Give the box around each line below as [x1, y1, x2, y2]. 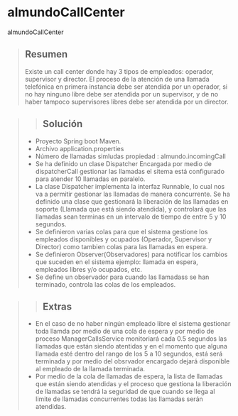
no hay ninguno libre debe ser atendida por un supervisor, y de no [24, 89, 219, 98]
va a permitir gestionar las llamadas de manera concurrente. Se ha [35, 190, 230, 198]
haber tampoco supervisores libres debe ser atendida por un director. [24, 97, 229, 106]
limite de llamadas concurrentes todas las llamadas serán [35, 395, 204, 403]
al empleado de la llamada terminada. [35, 365, 146, 373]
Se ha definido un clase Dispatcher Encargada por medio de [35, 159, 212, 168]
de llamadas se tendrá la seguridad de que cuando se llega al [35, 388, 215, 396]
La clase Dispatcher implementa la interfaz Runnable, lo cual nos [35, 182, 225, 190]
